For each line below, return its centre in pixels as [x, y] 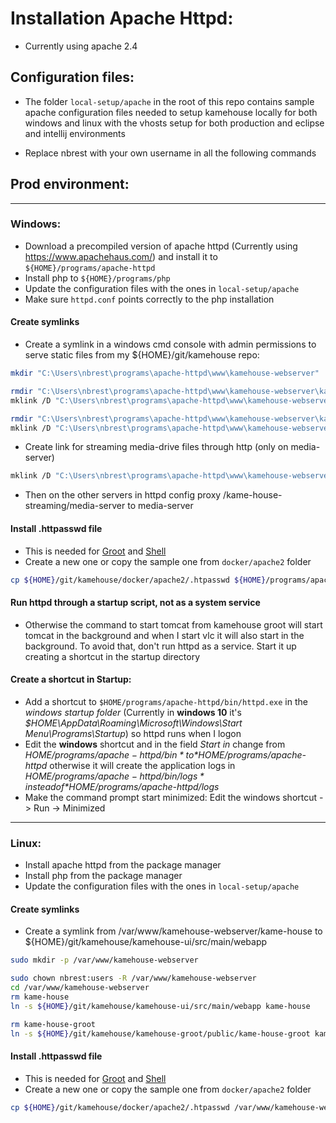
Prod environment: [70, 184]
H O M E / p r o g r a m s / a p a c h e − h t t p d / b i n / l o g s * [114, 776]
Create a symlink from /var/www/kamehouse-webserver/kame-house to [173, 931]
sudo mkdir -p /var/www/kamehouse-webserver [104, 960]
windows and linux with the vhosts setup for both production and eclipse [174, 123]
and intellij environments [75, 133]
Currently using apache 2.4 [81, 46]
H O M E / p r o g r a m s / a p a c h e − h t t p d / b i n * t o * [111, 754]
